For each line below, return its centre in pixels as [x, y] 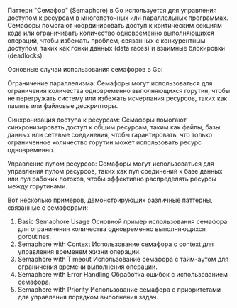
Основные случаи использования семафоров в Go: [85, 69]
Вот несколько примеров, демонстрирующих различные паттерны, [110, 200]
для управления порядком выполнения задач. [88, 297]
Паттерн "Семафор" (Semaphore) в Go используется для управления [112, 10]
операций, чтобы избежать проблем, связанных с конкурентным [106, 41]
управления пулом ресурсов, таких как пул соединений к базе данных [115, 171]
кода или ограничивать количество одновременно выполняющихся [111, 33]
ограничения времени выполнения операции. [87, 267]
